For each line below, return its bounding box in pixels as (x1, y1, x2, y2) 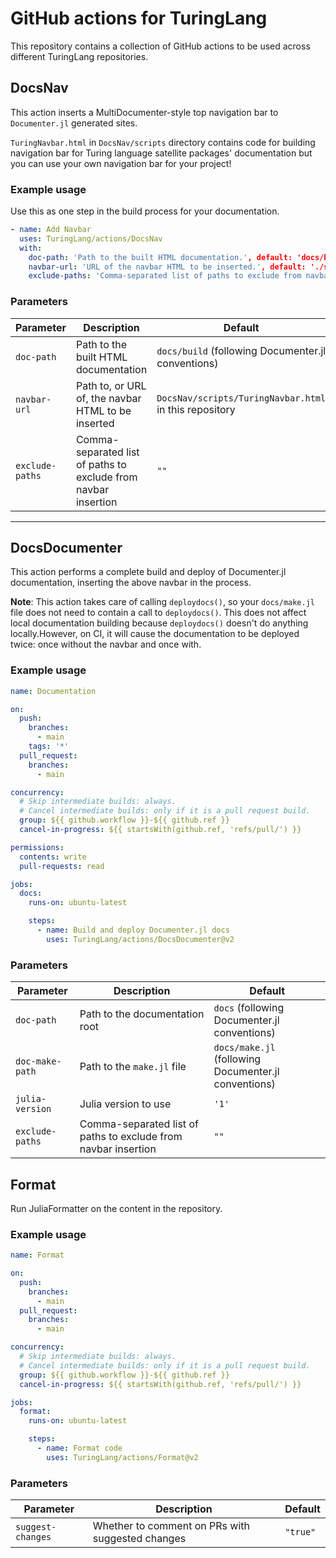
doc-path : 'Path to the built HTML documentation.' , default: (28, 252, 293, 262)
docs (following (213, 1001, 285, 1015)
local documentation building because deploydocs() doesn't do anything (10, 617, 309, 629)
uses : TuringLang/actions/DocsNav (19, 233, 163, 244)
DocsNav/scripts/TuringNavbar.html (156, 392, 327, 404)
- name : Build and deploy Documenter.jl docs (36, 925, 230, 936)
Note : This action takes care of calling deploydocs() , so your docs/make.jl (10, 596, 315, 608)
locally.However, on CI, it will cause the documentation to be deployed (10, 628, 300, 640)
